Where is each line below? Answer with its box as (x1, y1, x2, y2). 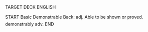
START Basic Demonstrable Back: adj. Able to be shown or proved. (5, 14, 143, 20)
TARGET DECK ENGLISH (5, 4, 56, 10)
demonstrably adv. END (5, 21, 54, 27)
